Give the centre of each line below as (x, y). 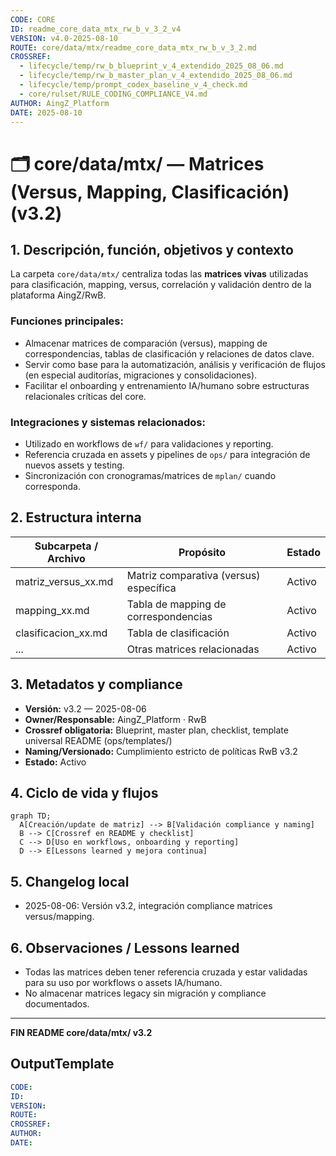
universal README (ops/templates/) (98, 740)
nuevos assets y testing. (74, 465)
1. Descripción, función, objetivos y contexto (152, 249)
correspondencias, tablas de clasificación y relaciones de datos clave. (169, 353)
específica (151, 588)
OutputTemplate (62, 1064)
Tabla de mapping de (176, 604)
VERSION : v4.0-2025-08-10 (64, 38)
